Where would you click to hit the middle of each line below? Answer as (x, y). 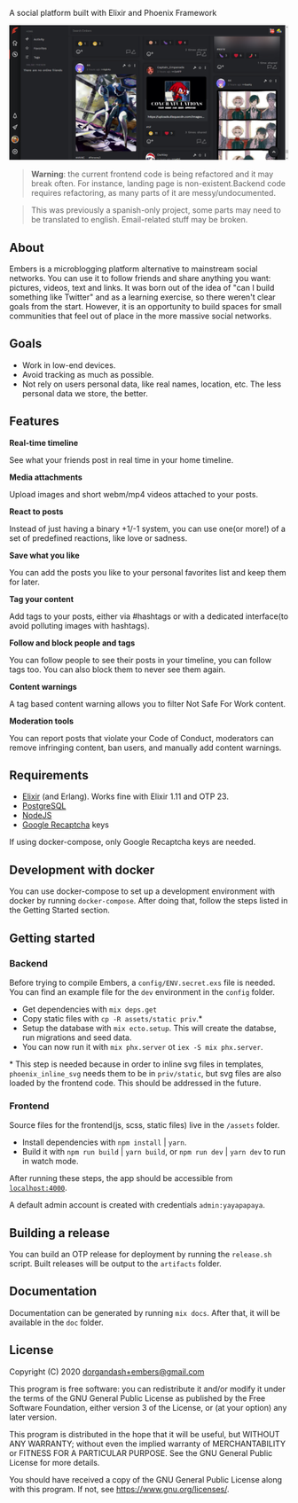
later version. (33, 1417)
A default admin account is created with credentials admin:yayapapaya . (137, 1205)
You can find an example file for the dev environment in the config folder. (142, 991)
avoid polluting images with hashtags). (80, 625)
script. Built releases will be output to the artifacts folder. (115, 1264)
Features (34, 422)
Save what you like (44, 555)
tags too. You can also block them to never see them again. (118, 669)
